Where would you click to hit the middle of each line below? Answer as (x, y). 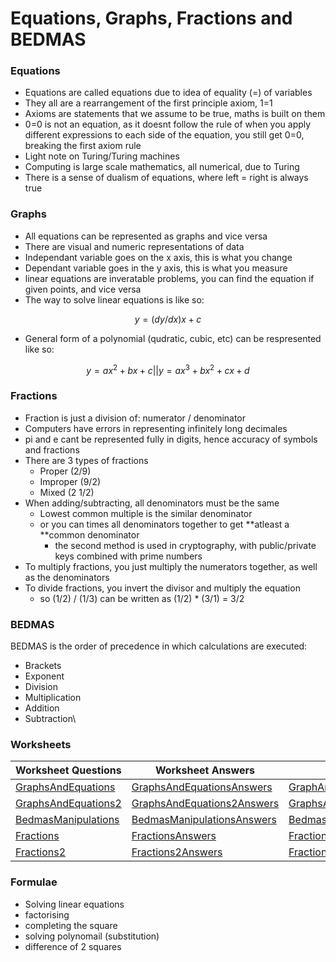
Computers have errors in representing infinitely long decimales (156, 428)
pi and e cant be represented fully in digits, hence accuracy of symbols (171, 439)
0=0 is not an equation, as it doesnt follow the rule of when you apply (168, 124)
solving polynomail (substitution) (92, 936)
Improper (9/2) (70, 481)
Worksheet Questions (68, 770)
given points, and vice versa (83, 289)
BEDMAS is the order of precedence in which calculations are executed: (159, 646)
